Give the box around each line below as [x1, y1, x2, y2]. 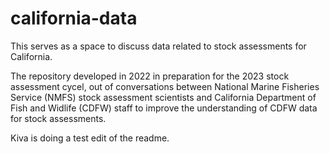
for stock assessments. [10, 112, 107, 124]
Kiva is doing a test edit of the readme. [10, 132, 170, 144]
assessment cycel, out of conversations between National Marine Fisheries [10, 80, 320, 92]
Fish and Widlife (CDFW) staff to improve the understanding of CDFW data [10, 102, 318, 114]
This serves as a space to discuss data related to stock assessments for [10, 40, 307, 52]
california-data [10, 7, 138, 30]
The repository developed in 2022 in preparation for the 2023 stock [10, 70, 290, 82]
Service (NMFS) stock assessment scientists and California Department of [10, 91, 317, 103]
